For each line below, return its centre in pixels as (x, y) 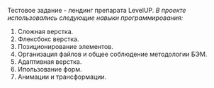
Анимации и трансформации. (62, 77)
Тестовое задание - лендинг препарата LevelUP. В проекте (97, 10)
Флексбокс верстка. (48, 39)
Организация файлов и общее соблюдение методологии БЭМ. (112, 54)
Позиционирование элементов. (65, 46)
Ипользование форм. (50, 69)
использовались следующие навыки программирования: (95, 18)
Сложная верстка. (45, 32)
